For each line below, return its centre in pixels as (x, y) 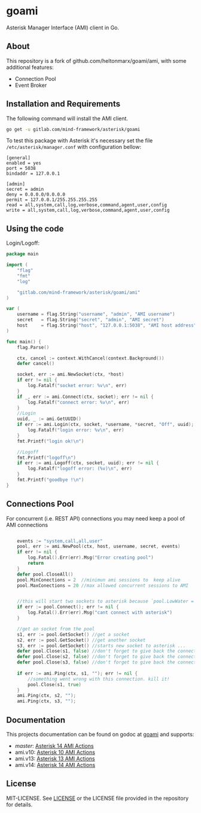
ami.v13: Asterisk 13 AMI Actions (55, 759)
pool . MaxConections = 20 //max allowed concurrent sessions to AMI (103, 585)
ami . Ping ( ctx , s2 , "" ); (47, 696)
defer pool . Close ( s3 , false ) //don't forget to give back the (96, 662)
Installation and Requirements (63, 104)
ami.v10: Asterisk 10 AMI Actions (55, 752)
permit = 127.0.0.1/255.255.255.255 (52, 200)
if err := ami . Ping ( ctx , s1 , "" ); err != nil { (77, 673)
